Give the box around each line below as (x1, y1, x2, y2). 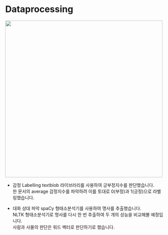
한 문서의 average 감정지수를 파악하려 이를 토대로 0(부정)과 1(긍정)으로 (12, 188, 152, 194)
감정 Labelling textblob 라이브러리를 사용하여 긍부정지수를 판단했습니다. (12, 182, 154, 188)
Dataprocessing (5, 4, 73, 15)
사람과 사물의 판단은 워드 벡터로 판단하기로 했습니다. (12, 224, 115, 230)
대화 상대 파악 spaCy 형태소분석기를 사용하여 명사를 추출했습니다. (12, 205, 142, 211)
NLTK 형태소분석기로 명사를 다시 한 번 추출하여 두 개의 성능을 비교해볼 (12, 211, 150, 217)
